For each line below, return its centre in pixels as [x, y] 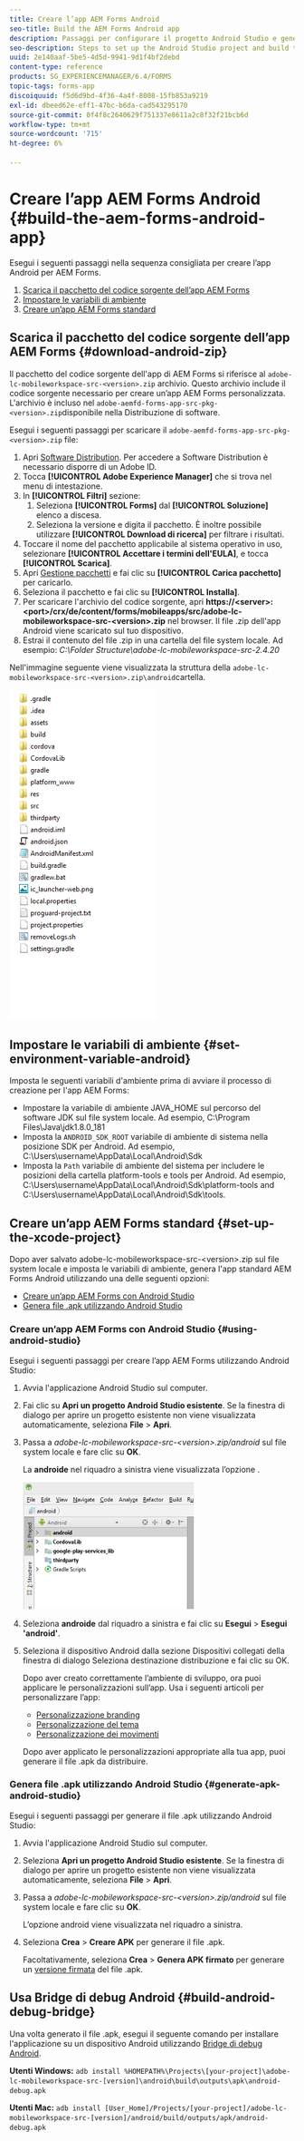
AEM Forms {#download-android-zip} [119, 352]
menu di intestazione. [62, 486]
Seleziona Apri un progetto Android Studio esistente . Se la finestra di [153, 1860]
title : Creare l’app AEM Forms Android [85, 19]
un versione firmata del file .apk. [82, 1969]
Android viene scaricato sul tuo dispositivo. [103, 630]
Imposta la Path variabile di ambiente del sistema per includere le [143, 1166]
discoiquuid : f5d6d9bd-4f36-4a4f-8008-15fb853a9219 [109, 95]
